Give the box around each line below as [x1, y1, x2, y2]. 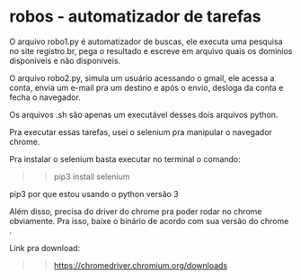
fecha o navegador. [9, 92, 81, 103]
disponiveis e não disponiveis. [9, 55, 121, 66]
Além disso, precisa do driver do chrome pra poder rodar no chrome [9, 205, 262, 217]
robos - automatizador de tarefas [9, 6, 261, 27]
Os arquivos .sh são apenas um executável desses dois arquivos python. [9, 109, 279, 120]
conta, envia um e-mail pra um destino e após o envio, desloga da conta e [9, 82, 284, 93]
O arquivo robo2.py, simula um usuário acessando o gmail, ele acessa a [9, 72, 275, 83]
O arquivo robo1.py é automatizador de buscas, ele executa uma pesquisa [9, 36, 283, 47]
